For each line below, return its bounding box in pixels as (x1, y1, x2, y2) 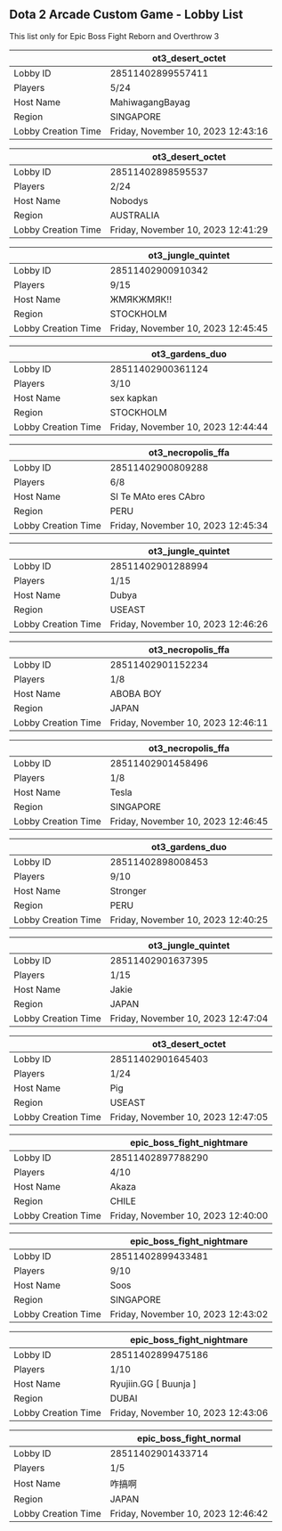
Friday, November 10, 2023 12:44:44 (109, 421, 269, 433)
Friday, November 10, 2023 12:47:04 (109, 1011, 269, 1024)
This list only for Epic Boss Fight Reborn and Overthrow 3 (9, 30, 220, 41)
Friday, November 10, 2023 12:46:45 (109, 815, 269, 827)
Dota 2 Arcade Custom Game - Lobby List (9, 7, 244, 22)
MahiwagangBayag (109, 95, 190, 108)
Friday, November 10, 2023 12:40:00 (109, 1209, 269, 1222)
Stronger (109, 884, 147, 896)
